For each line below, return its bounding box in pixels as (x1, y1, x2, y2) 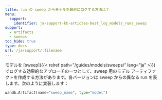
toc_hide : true (5, 39, 36, 44)
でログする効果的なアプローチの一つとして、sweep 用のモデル (5, 68, 130, 74)
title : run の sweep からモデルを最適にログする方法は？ (5, 7, 109, 12)
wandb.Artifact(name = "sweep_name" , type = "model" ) (5, 90, 108, 95)
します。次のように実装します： (5, 80, 69, 86)
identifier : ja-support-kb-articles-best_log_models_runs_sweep (14, 20, 147, 26)
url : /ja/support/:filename (5, 48, 62, 53)
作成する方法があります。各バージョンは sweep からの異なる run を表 (18, 74, 157, 80)
